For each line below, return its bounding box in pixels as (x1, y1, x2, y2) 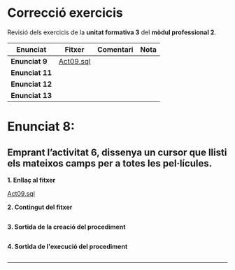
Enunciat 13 (10, 90, 52, 100)
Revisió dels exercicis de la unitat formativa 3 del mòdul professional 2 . (7, 28, 217, 36)
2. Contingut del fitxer (7, 203, 73, 211)
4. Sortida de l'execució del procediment (7, 242, 128, 250)
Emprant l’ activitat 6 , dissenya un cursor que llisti (7, 146, 227, 158)
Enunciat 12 (10, 79, 52, 89)
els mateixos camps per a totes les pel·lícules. (7, 157, 212, 169)
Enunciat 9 (10, 56, 48, 66)
